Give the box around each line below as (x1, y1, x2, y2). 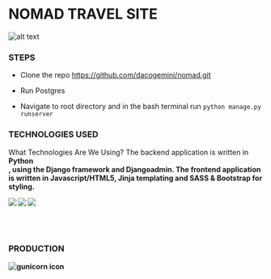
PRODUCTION (8, 243, 65, 255)
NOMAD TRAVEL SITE (8, 5, 158, 23)
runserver (19, 110, 54, 118)
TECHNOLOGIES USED (8, 129, 99, 140)
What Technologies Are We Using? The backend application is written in (8, 147, 249, 157)
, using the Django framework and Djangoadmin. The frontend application (8, 164, 261, 174)
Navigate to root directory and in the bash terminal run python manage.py (19, 102, 261, 112)
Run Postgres (19, 86, 66, 95)
